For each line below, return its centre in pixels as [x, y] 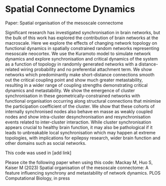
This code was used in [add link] [38, 153]
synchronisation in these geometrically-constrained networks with [73, 96]
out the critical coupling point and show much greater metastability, [74, 80]
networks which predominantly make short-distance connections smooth [80, 74]
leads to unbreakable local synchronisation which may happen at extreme [81, 132]
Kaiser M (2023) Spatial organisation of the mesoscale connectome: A [77, 168]
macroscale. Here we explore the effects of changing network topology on [81, 43]
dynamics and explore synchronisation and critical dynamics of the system [82, 59]
